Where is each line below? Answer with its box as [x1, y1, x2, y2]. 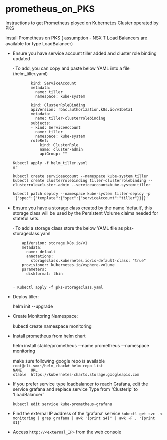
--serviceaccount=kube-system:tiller [71, 182, 151, 187]
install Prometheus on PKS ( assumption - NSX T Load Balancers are [5, 35, 148, 41]
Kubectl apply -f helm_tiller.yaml [12, 160, 88, 165]
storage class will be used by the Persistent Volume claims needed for [12, 210, 159, 216]
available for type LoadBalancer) [5, 40, 73, 46]
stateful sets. [12, 215, 40, 221]
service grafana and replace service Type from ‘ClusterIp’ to [12, 386, 138, 392]
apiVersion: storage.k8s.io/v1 [22, 240, 88, 246]
